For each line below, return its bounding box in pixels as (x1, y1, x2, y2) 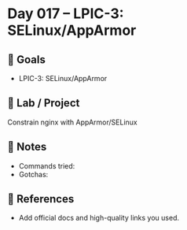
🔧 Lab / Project (7, 96, 80, 110)
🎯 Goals (7, 53, 46, 66)
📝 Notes (7, 140, 47, 154)
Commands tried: (18, 161, 75, 170)
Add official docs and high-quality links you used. (18, 213, 180, 223)
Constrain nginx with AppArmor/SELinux (7, 117, 138, 127)
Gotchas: (18, 169, 49, 179)
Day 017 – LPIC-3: (7, 5, 124, 23)
